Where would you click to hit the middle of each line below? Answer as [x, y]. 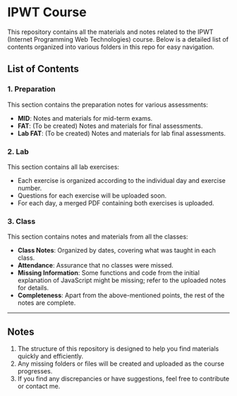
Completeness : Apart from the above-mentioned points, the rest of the [121, 295]
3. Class [22, 221]
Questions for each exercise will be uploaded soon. [92, 196]
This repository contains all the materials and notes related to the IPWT [110, 32]
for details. [33, 288]
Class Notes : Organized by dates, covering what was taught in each [117, 251]
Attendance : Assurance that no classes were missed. [96, 265]
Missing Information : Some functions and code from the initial [108, 273]
